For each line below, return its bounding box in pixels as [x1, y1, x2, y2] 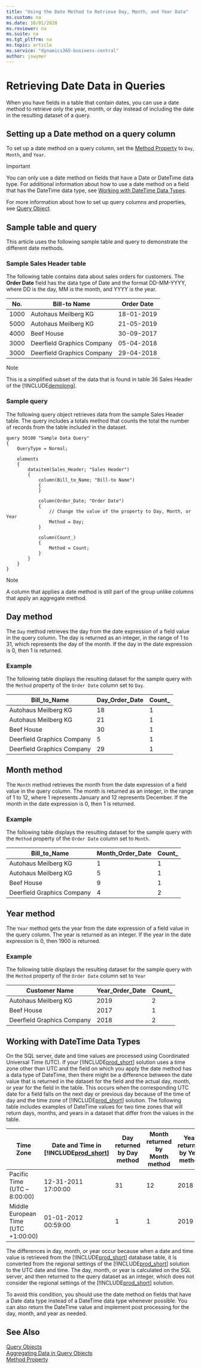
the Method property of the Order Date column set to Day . [6, 682, 145, 689]
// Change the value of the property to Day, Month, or [48, 508, 191, 515]
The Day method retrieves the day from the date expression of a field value [6, 628, 190, 635]
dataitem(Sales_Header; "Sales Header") [28, 466, 130, 473]
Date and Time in [51, 1141, 102, 1149]
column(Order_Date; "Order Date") [38, 498, 124, 504]
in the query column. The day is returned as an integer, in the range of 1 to [6, 634, 189, 641]
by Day [117, 1148, 138, 1157]
